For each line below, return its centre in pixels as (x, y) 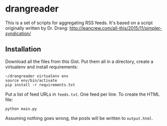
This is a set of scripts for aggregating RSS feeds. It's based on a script (79, 23)
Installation (23, 49)
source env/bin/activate (31, 80)
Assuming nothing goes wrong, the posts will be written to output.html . (79, 118)
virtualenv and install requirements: (42, 67)
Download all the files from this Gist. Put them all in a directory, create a (79, 61)
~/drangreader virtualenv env (37, 76)
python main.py (21, 109)
